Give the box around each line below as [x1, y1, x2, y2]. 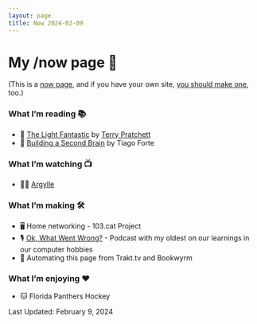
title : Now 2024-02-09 [8, 19, 84, 27]
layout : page [8, 11, 52, 20]
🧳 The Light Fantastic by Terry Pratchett [19, 129, 151, 139]
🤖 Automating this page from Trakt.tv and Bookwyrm [19, 253, 193, 263]
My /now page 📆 [8, 53, 118, 72]
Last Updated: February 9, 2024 [8, 306, 114, 316]
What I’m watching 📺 [8, 158, 93, 170]
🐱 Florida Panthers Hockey [19, 291, 111, 301]
